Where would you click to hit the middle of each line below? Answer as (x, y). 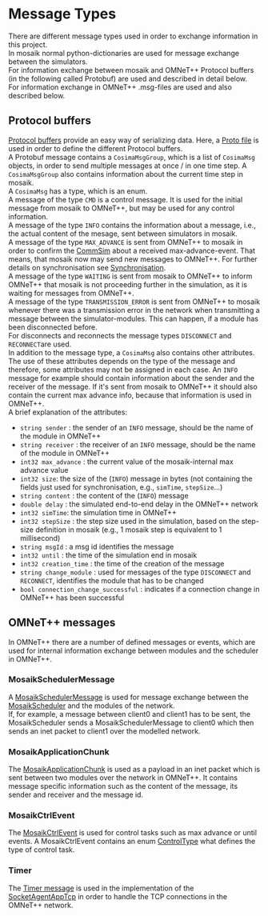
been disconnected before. (53, 327)
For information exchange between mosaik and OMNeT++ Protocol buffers (131, 70)
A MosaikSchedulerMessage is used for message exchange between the (129, 697)
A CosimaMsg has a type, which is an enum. (78, 191)
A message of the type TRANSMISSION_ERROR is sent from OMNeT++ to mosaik (134, 302)
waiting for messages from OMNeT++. (71, 293)
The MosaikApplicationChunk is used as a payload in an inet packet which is (134, 770)
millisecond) (40, 538)
